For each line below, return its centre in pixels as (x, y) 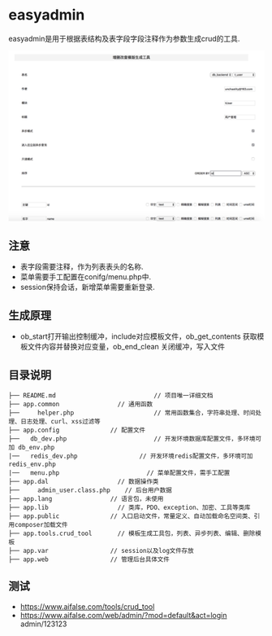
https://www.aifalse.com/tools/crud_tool (87, 606)
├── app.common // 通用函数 (80, 405)
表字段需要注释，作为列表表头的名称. (82, 267)
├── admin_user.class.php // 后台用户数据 (90, 490)
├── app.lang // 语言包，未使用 (86, 499)
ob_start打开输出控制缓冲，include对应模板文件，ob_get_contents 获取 (138, 336)
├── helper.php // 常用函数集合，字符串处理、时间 (132, 413)
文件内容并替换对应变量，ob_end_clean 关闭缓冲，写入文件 (126, 347)
